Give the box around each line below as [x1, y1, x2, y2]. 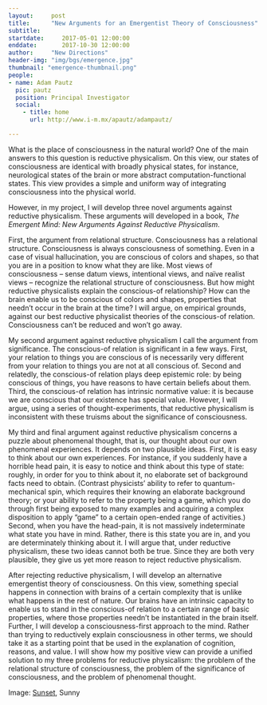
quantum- [202, 478, 236, 488]
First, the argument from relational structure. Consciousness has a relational [8, 235, 257, 245]
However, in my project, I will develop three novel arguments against [8, 202, 233, 212]
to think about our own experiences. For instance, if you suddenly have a [8, 452, 248, 462]
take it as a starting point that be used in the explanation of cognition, [8, 638, 236, 647]
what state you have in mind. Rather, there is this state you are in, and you [8, 529, 251, 539]
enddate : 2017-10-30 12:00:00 [8, 42, 130, 50]
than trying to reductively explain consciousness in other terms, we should [8, 629, 253, 639]
